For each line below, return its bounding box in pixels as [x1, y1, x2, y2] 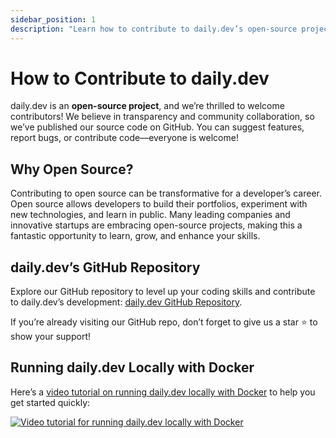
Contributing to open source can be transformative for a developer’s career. [10, 187, 322, 200]
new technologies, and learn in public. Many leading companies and [10, 209, 291, 221]
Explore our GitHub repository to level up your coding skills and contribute [10, 286, 316, 298]
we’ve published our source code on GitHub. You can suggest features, [10, 121, 305, 133]
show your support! [10, 331, 91, 343]
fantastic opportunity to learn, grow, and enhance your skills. [10, 230, 261, 242]
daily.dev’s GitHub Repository [10, 259, 201, 276]
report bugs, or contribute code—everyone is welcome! [10, 132, 239, 144]
